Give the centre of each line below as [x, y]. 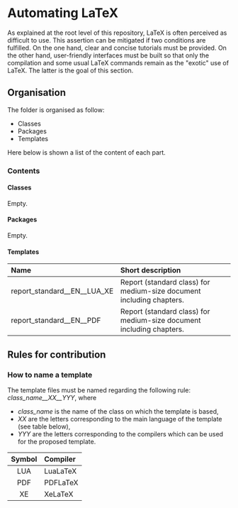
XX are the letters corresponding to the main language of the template [120, 419]
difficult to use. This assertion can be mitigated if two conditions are [107, 40]
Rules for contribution [57, 354]
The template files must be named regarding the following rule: [99, 390]
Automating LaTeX [63, 13]
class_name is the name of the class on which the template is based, [118, 411]
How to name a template [50, 375]
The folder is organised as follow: [56, 110]
